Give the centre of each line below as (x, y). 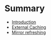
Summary (25, 9)
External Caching (29, 27)
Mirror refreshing (29, 32)
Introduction (24, 22)
